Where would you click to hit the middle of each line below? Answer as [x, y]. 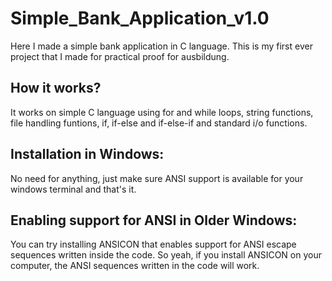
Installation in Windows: [87, 154]
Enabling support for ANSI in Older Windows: [154, 220]
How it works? [56, 88]
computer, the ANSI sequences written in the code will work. [135, 266]
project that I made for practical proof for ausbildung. [120, 56]
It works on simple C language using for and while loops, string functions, [162, 112]
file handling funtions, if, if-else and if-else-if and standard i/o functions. [159, 123]
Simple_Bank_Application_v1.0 [140, 18]
